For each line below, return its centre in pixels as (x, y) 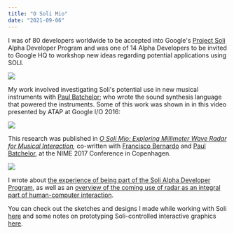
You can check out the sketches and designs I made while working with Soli (117, 208)
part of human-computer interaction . (61, 195)
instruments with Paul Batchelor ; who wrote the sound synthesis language (115, 97)
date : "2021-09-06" (36, 20)
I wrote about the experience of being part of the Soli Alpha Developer (109, 180)
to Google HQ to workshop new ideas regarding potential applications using (117, 55)
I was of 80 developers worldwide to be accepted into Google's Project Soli (117, 40)
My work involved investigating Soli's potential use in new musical (103, 89)
